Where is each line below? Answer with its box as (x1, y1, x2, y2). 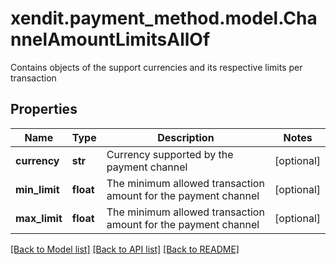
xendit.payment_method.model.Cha (10, 7, 318, 30)
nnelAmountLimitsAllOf (10, 28, 211, 51)
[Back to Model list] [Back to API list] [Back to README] (10, 243, 240, 255)
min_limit (15, 182, 60, 196)
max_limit (15, 211, 63, 225)
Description (157, 130, 215, 144)
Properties (10, 101, 78, 118)
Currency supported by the (106, 147, 234, 161)
